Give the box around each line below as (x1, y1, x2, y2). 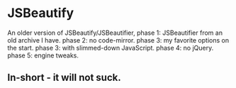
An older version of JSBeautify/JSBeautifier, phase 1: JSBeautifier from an (7, 28, 223, 37)
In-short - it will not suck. (7, 72, 122, 84)
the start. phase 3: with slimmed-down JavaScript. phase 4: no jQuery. (7, 43, 214, 52)
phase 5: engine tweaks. (7, 51, 79, 60)
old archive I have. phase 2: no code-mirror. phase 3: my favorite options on (7, 35, 229, 44)
